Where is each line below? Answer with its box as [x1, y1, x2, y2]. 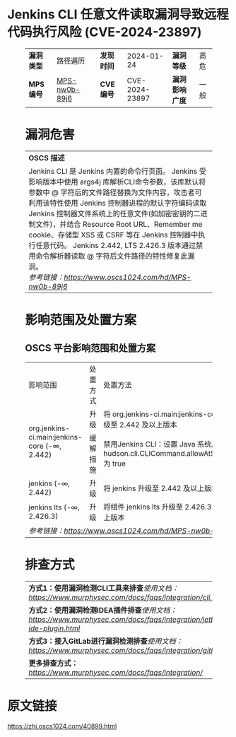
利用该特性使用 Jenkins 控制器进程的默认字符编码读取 [28, 198, 207, 208]
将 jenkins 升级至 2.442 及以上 [103, 483, 205, 493]
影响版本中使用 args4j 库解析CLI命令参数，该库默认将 [28, 177, 206, 187]
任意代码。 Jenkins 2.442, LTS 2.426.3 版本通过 [35, 240, 196, 250]
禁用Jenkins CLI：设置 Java [103, 439, 196, 449]
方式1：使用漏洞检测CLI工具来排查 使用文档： [28, 583, 179, 593]
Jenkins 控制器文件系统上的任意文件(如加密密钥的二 [28, 208, 201, 218]
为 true [103, 459, 126, 468]
